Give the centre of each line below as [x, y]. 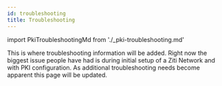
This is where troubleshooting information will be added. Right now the [107, 53]
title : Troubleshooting [41, 20]
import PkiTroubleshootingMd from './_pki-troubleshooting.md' [96, 39]
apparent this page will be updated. [57, 75]
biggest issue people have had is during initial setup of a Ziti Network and [111, 60]
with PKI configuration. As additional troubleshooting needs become [104, 67]
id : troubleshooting [37, 13]
